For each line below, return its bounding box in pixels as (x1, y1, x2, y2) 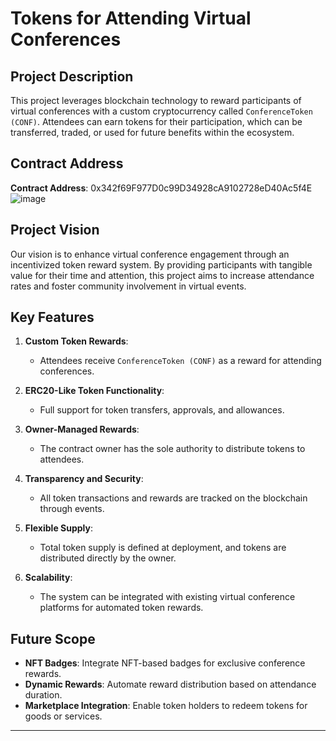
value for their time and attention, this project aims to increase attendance (10, 269, 315, 281)
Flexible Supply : (24, 522, 94, 534)
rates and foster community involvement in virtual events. (10, 280, 247, 292)
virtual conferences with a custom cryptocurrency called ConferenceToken (10, 105, 313, 117)
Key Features (10, 309, 95, 326)
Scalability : (24, 572, 73, 584)
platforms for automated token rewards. (39, 602, 204, 614)
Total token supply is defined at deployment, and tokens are (39, 542, 287, 554)
